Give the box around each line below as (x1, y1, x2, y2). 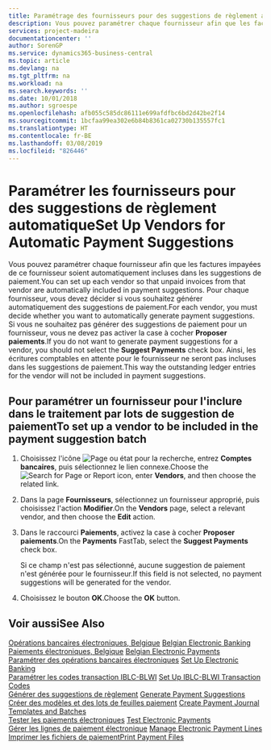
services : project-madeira (8, 27, 99, 35)
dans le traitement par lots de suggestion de (8, 406, 236, 420)
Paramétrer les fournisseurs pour (8, 181, 236, 200)
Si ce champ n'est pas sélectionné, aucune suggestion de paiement (19, 560, 246, 570)
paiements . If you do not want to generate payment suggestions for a (8, 336, 238, 347)
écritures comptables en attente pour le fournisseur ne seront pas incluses (8, 354, 256, 364)
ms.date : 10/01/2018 (8, 94, 78, 102)
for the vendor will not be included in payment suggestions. (8, 371, 206, 381)
